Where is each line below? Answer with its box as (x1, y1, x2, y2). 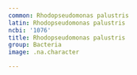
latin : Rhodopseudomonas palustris (8, 19, 126, 27)
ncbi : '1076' (8, 26, 51, 34)
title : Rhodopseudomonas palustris (8, 33, 126, 42)
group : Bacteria (8, 41, 62, 49)
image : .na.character (8, 48, 80, 56)
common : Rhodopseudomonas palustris (8, 11, 129, 20)
